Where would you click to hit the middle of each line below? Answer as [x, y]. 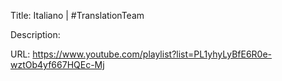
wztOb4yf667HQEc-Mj [57, 64]
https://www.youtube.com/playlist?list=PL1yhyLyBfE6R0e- [152, 54]
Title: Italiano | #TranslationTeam [77, 15]
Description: [35, 34]
